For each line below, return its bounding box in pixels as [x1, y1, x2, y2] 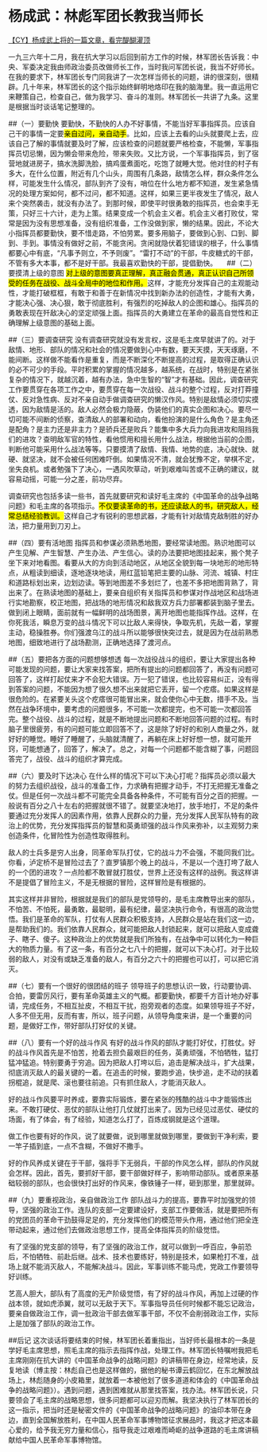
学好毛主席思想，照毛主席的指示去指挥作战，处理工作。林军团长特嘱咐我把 [8, 1345, 252, 1355]
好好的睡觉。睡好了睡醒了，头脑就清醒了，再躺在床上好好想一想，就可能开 [8, 734, 252, 743]
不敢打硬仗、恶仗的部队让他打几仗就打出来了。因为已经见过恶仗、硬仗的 [21, 1104, 259, 1113]
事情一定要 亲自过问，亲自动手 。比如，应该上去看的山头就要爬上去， [29, 128, 252, 138]
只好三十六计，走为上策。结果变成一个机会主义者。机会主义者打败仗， [21, 208, 252, 217]
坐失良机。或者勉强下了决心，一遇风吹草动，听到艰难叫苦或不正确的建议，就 [8, 464, 259, 474]
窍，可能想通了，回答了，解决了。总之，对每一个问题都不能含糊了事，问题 [8, 744, 252, 753]
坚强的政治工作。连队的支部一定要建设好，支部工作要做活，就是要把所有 [21, 1204, 259, 1215]
